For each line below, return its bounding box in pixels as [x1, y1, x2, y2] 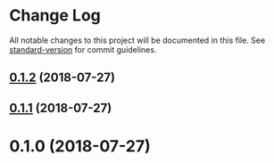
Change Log [9, 5, 101, 26]
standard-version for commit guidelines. [9, 44, 157, 54]
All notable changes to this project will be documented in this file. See [9, 35, 266, 45]
